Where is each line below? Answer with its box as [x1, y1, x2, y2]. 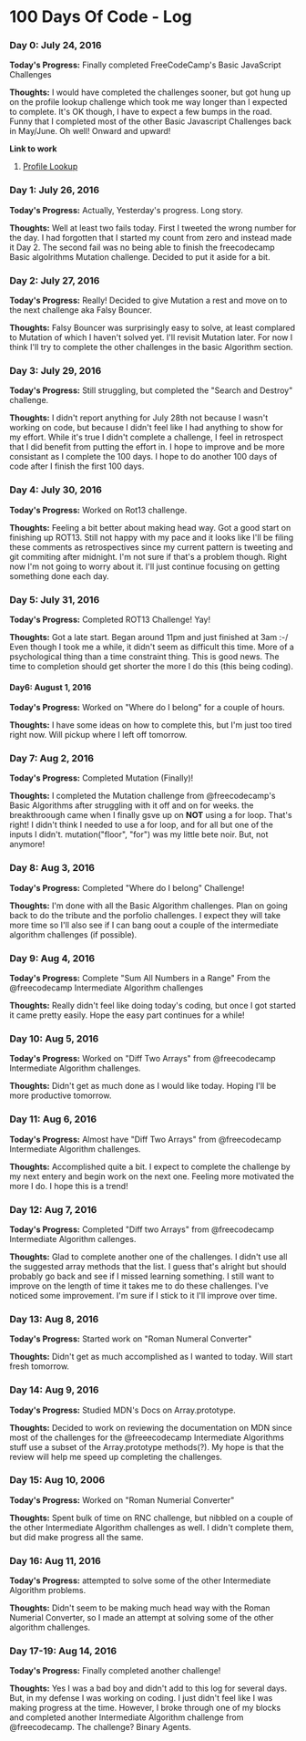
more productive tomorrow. [9, 1090, 112, 1101]
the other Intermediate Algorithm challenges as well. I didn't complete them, [9, 1521, 294, 1533]
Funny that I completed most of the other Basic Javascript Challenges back [9, 116, 291, 127]
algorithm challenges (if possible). [9, 928, 138, 940]
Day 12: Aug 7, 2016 [9, 1203, 97, 1216]
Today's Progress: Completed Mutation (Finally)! [9, 772, 194, 783]
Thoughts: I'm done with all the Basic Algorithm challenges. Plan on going [9, 900, 289, 911]
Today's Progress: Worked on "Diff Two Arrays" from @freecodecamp [9, 1053, 276, 1064]
